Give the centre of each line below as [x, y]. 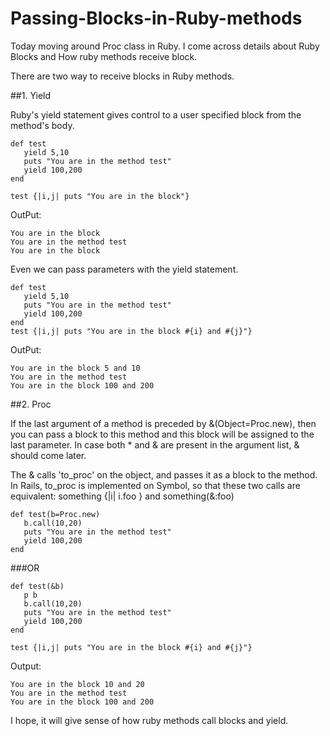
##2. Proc [31, 404]
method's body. [42, 125]
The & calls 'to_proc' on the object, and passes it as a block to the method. [164, 474]
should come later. [48, 455]
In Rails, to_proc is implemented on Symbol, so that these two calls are [155, 485]
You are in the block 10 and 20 [77, 684]
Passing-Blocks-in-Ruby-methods [156, 18]
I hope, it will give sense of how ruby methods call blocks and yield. [149, 720]
